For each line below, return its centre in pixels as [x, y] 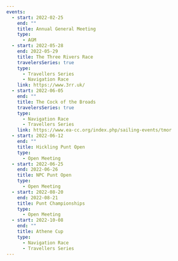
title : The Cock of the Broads [57, 102]
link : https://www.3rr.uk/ [51, 85]
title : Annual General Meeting [57, 29]
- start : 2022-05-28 [38, 46]
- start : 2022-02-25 [38, 18]
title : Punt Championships [51, 203]
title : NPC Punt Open [44, 175]
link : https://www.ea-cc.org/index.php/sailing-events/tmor [94, 130]
